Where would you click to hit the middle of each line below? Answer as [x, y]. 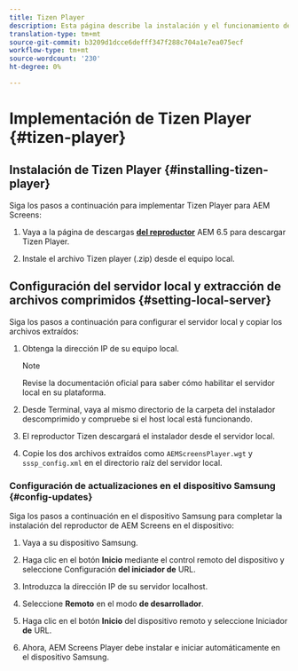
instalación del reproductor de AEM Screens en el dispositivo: [122, 525]
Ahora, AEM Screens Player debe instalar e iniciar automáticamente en [151, 647]
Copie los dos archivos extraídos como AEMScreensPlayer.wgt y [137, 453]
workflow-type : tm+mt [49, 51]
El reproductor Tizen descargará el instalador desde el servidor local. [149, 436]
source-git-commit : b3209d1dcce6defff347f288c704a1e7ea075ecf [126, 42]
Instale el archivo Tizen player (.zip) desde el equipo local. [128, 258]
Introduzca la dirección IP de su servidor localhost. [115, 586]
